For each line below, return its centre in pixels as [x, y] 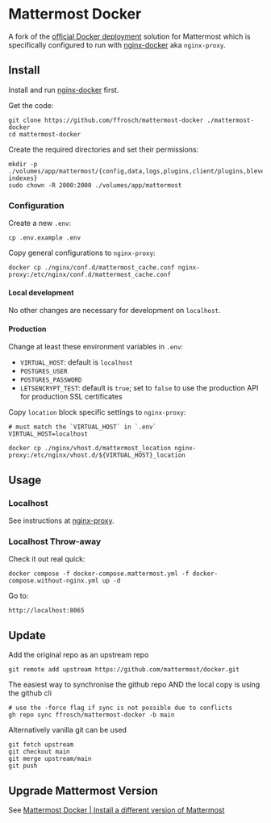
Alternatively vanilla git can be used [68, 730]
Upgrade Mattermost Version [83, 790]
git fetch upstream [41, 745]
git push [23, 766]
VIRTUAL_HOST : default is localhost [76, 362]
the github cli [30, 693]
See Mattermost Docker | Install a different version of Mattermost [117, 810]
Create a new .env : [40, 224]
